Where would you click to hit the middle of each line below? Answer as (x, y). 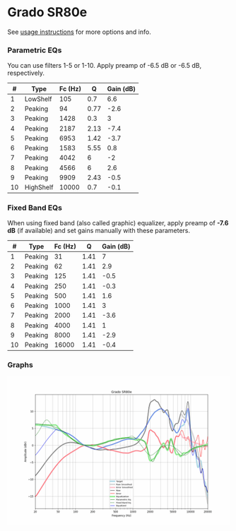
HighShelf (39, 187)
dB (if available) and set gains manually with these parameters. (99, 231)
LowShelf (38, 99)
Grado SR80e (47, 12)
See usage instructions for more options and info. (79, 32)
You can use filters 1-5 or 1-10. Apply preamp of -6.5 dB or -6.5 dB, (105, 66)
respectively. (26, 73)
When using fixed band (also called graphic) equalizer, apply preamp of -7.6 (118, 223)
